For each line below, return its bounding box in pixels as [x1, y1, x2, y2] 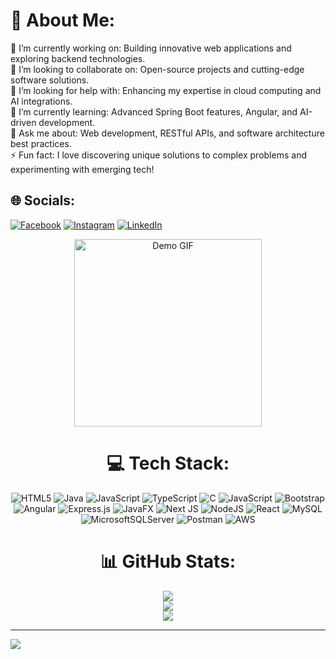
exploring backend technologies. [10, 52, 146, 64]
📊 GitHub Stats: [99, 550, 237, 573]
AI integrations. [10, 95, 73, 107]
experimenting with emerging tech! [10, 163, 155, 175]
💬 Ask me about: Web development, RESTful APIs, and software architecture [10, 127, 325, 139]
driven [10, 116, 37, 128]
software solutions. [10, 74, 90, 86]
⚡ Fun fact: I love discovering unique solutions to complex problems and [10, 149, 307, 161]
